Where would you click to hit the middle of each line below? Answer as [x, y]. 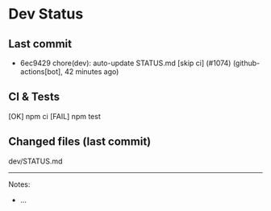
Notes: [19, 184]
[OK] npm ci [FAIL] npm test [54, 116]
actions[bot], [41, 72]
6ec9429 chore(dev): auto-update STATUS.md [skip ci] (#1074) [125, 63]
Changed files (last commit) [80, 142]
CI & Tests [34, 97]
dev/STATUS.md [35, 161]
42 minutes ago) [92, 72]
